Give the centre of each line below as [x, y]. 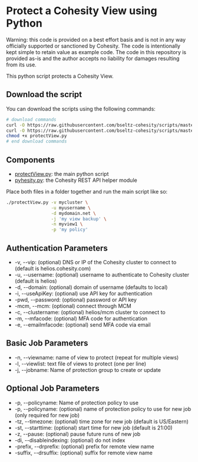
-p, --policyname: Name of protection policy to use [76, 403]
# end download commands [37, 142]
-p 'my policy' [70, 230]
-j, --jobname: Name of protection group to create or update [88, 370]
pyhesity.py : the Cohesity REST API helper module [76, 180]
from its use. [21, 64]
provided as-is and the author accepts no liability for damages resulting [93, 58]
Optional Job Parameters [53, 389]
